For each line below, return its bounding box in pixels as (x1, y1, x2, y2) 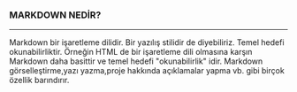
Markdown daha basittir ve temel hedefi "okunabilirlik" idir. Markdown (9, 56, 263, 66)
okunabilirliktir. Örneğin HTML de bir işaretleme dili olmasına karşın (9, 47, 253, 57)
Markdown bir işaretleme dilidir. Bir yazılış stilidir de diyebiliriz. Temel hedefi (9, 37, 285, 48)
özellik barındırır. (9, 75, 70, 86)
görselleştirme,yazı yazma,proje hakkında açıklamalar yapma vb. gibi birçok (9, 65, 285, 76)
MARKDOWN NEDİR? (9, 9, 102, 21)
